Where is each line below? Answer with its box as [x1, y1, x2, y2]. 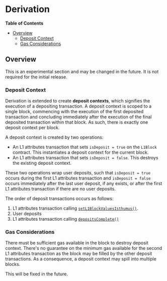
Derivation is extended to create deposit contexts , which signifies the [5, 98, 150, 104]
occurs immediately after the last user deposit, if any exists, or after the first [5, 180, 162, 186]
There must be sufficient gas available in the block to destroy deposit [5, 240, 148, 246]
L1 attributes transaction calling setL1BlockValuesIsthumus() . [12, 205, 138, 212]
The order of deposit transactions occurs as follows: [5, 196, 114, 202]
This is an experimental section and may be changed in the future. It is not [5, 68, 159, 74]
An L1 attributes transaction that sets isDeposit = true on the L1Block [12, 144, 157, 150]
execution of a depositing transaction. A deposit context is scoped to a [5, 103, 152, 109]
